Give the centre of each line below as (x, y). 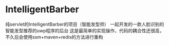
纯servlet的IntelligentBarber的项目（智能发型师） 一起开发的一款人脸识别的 (85, 24)
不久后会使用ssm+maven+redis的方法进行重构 (54, 37)
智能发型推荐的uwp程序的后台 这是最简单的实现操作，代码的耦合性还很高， (85, 30)
